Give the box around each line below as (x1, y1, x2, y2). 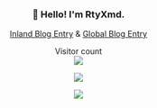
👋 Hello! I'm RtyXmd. (32, 8, 125, 21)
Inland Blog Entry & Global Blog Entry (9, 29, 148, 40)
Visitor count (54, 46, 103, 57)
